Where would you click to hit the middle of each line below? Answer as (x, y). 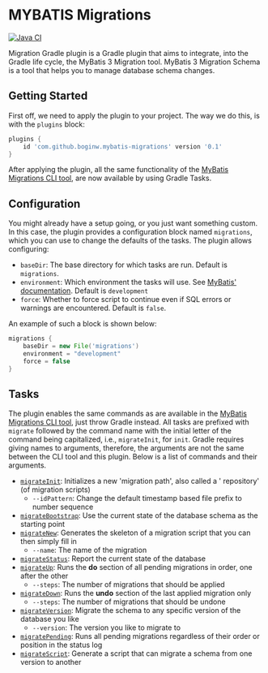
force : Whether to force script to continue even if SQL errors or (125, 300)
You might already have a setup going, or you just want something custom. (133, 223)
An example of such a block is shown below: (83, 324)
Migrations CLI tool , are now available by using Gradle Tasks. (110, 178)
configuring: (29, 249)
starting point (43, 524)
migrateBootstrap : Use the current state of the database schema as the (139, 516)
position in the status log (61, 645)
